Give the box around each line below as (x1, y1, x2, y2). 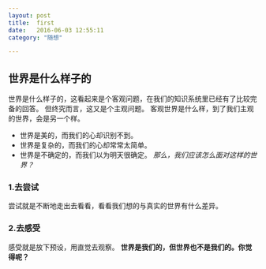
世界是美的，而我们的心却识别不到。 (19, 131, 138, 140)
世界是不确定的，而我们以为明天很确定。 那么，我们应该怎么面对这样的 (19, 151, 250, 160)
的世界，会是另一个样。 (8, 114, 84, 123)
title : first (8, 19, 55, 27)
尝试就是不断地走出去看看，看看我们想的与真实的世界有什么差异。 (8, 201, 223, 211)
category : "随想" (8, 33, 63, 42)
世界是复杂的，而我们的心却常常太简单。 (19, 140, 152, 150)
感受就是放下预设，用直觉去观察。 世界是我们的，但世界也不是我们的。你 (8, 242, 245, 252)
